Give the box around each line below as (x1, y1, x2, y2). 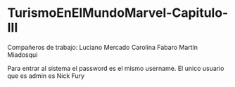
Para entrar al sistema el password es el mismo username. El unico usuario (7, 64, 224, 72)
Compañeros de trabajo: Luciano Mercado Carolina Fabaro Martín (7, 43, 198, 51)
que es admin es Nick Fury (7, 72, 85, 80)
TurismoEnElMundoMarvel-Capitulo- (7, 5, 229, 21)
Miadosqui (7, 51, 38, 59)
